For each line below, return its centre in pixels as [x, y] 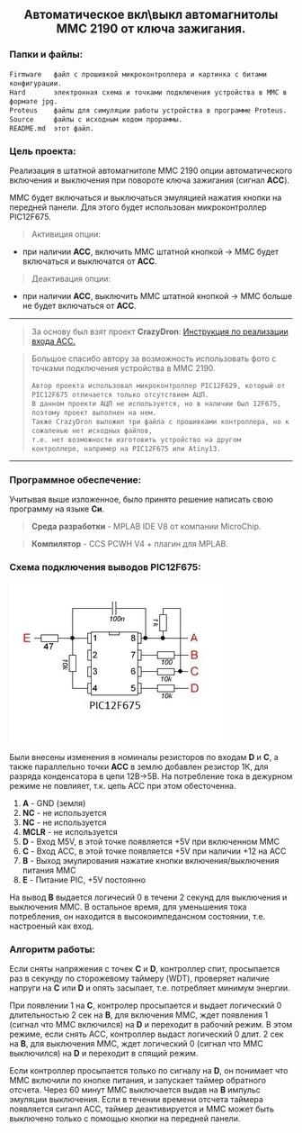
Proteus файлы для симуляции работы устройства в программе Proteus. [148, 110]
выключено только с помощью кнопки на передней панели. [125, 1118]
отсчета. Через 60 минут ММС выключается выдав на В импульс [135, 1090]
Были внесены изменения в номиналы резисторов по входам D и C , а [144, 757]
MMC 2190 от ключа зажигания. [151, 29]
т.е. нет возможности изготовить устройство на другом [136, 440]
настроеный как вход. [52, 926]
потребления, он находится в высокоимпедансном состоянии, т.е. [138, 916]
